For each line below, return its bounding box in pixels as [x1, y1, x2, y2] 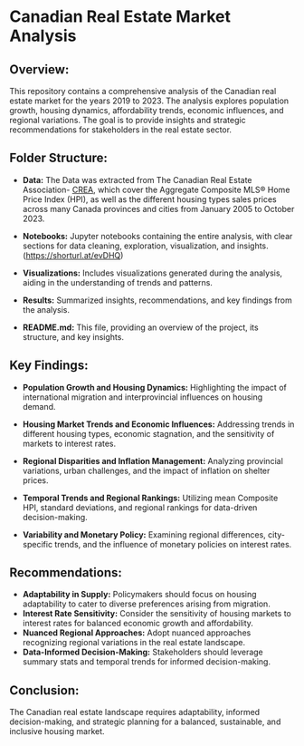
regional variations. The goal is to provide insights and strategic [9, 115, 246, 125]
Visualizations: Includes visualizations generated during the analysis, [22, 267, 283, 278]
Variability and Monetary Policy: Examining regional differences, [22, 528, 267, 540]
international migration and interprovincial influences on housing [22, 392, 263, 402]
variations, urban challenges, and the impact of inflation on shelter [22, 465, 271, 476]
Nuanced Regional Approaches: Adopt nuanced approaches [22, 627, 252, 638]
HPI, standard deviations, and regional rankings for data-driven [22, 501, 258, 513]
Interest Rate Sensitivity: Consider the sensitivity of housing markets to [22, 608, 291, 619]
